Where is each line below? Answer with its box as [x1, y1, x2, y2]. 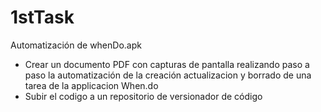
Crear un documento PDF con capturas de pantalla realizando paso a [24, 58, 310, 70]
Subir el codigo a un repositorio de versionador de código [24, 90, 263, 102]
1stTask [10, 6, 75, 29]
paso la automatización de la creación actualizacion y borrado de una [24, 69, 312, 81]
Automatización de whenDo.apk [10, 39, 142, 51]
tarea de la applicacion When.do [24, 79, 159, 91]
